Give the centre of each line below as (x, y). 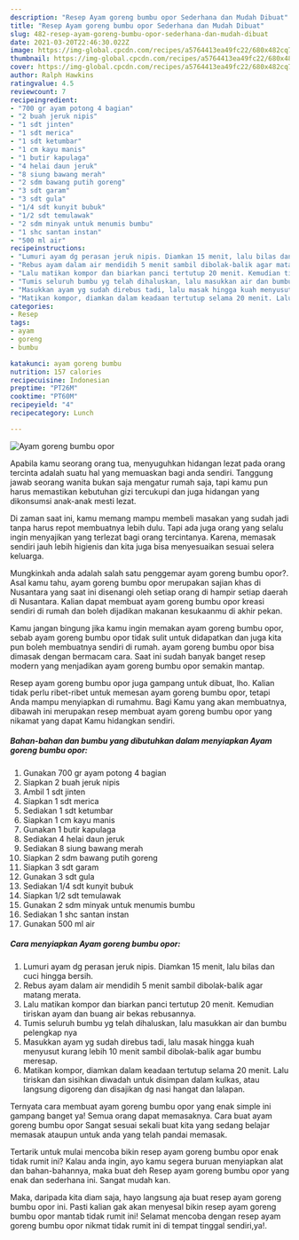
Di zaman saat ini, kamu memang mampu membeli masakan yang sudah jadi (149, 518)
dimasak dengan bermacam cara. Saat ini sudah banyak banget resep (138, 656)
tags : (20, 323)
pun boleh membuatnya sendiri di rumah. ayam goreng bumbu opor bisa (142, 647)
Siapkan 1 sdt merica (61, 801)
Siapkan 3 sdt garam (61, 867)
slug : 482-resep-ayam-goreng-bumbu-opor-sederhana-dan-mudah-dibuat (139, 34)
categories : (32, 306)
